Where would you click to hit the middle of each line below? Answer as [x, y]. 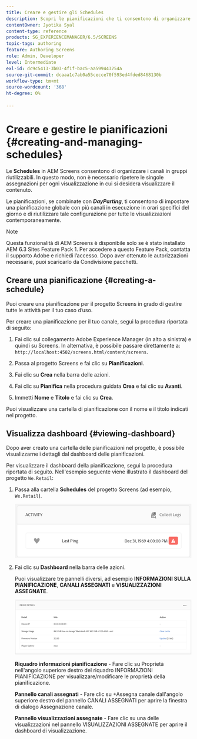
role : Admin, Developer [35, 56]
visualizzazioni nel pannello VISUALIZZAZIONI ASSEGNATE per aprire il [101, 724]
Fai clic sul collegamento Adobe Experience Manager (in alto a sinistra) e [103, 339]
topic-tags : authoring [34, 44]
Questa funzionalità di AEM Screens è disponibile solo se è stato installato [96, 243]
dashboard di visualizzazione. [51, 730]
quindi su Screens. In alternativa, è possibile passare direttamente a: [97, 345]
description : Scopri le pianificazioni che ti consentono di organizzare [98, 19]
